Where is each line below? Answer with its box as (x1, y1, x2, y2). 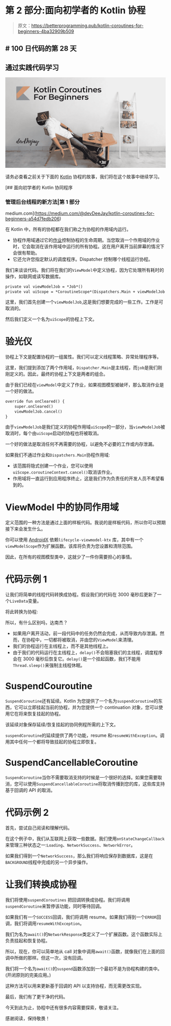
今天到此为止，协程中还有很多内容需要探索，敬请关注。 (5, 1004, 121, 1010)
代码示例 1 (5, 574, 47, 585)
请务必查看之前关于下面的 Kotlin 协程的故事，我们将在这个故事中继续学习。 (5, 173, 162, 179)
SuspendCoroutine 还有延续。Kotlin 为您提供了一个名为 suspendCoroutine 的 (5, 698, 158, 704)
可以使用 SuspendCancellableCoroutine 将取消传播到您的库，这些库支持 (18, 781, 165, 787)
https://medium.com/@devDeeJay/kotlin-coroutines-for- (35, 210, 155, 216)
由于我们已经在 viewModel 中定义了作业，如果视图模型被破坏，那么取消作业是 (5, 381, 164, 388)
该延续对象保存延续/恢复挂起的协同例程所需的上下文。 (5, 721, 119, 727)
